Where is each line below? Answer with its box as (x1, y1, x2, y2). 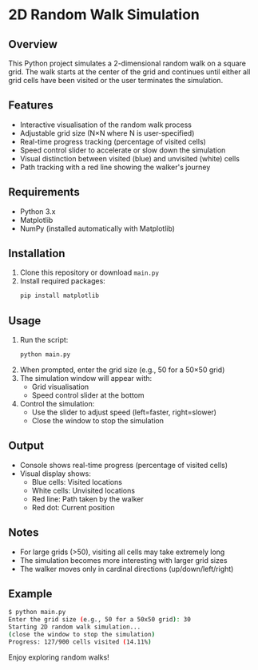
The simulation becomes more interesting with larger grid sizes (19, 555, 228, 565)
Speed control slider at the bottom (31, 391, 145, 400)
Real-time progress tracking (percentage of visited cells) (19, 137, 206, 146)
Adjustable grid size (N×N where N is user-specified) (19, 128, 195, 137)
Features (8, 98, 54, 113)
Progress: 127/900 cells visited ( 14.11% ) (8, 637, 152, 646)
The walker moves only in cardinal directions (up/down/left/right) (19, 564, 234, 573)
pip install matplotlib (19, 291, 100, 300)
